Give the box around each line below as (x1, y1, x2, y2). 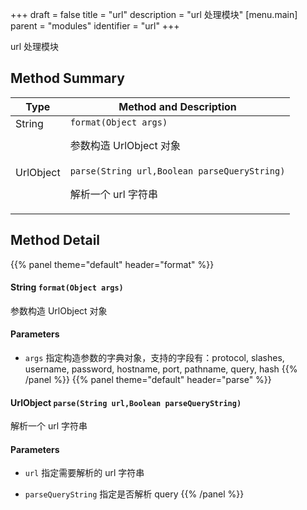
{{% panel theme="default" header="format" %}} (10, 258, 215, 270)
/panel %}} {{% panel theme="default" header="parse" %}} (24, 374, 272, 386)
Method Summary (10, 70, 125, 87)
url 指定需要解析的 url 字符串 (24, 467, 145, 479)
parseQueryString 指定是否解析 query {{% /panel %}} (24, 488, 245, 500)
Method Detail (10, 232, 101, 249)
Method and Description (118, 99, 237, 113)
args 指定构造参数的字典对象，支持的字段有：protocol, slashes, (24, 352, 285, 364)
